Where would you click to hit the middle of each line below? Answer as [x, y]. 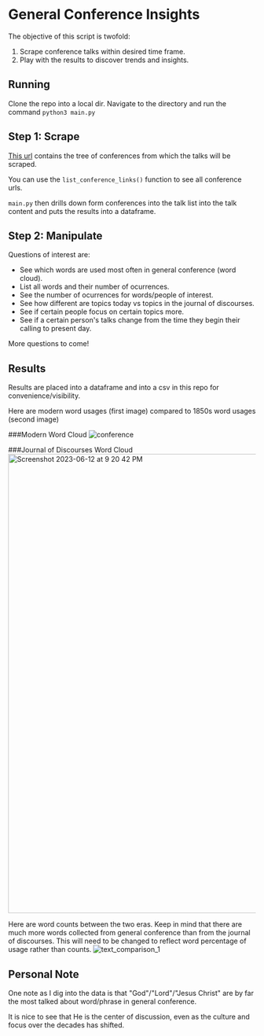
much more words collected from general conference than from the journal [129, 933]
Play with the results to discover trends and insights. [104, 60]
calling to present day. [55, 329]
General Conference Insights [104, 15]
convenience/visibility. [44, 396]
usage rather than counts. [50, 949]
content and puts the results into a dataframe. [82, 211]
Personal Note [44, 974]
